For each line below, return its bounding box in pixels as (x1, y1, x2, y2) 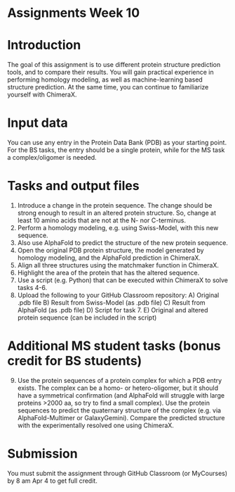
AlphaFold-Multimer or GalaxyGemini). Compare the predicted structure (17, 413, 225, 422)
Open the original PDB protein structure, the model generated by (17, 246, 205, 254)
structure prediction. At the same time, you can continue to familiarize (7, 83, 209, 92)
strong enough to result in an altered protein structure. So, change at (17, 209, 216, 217)
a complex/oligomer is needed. (7, 153, 97, 162)
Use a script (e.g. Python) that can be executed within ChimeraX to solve (17, 276, 228, 284)
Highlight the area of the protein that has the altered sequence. (17, 269, 200, 277)
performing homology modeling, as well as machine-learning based (7, 75, 203, 84)
